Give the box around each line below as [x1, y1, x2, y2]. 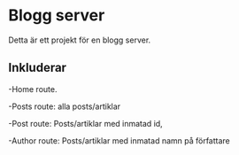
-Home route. [8, 83, 58, 94]
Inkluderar [8, 60, 67, 75]
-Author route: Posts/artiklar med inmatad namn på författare [8, 135, 231, 146]
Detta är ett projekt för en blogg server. [8, 35, 151, 45]
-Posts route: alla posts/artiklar [8, 101, 121, 112]
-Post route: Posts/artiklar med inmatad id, [8, 118, 163, 128]
